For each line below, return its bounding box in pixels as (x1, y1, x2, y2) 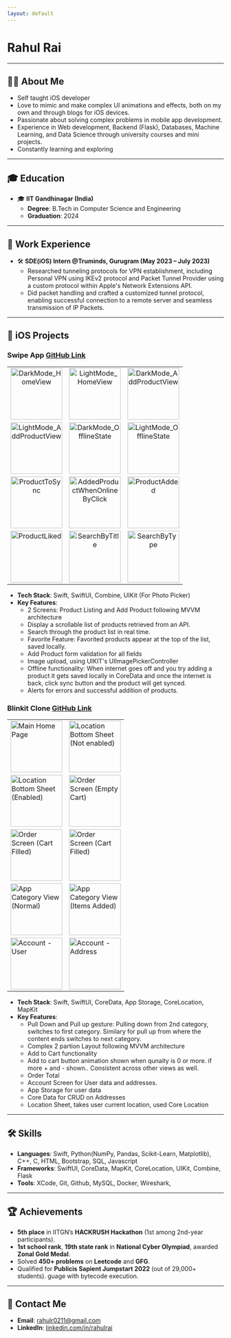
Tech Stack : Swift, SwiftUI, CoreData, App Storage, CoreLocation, (16, 998, 204, 1006)
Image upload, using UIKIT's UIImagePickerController (27, 657, 179, 665)
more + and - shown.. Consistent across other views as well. (27, 1064, 199, 1072)
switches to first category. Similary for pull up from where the (27, 1027, 201, 1036)
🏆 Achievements (7, 1206, 83, 1218)
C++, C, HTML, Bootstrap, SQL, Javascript (16, 1157, 137, 1165)
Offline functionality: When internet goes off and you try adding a (27, 664, 212, 672)
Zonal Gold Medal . (16, 1250, 71, 1258)
